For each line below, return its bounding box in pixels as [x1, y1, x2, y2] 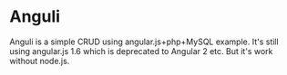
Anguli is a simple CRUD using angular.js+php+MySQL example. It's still [9, 36, 280, 47]
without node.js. [9, 55, 70, 66]
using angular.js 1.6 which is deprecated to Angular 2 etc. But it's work [9, 45, 273, 56]
